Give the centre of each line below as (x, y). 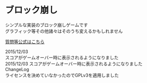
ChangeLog (17, 69)
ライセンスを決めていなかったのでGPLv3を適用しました (62, 75)
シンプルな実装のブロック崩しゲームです (47, 25)
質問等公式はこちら (25, 41)
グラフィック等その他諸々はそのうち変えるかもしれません (64, 31)
